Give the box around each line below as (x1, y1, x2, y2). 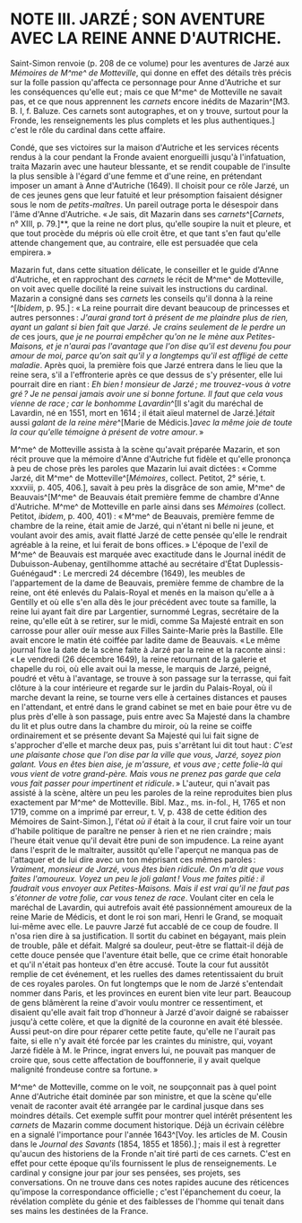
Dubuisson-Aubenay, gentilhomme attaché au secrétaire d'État (10, 558, 243, 569)
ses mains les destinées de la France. (10, 1205, 149, 1216)
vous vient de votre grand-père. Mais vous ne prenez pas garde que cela (10, 768, 281, 779)
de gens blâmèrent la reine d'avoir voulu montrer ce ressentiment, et (10, 997, 263, 1007)
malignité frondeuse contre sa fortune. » (10, 1064, 159, 1075)
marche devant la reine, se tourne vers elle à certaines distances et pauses (10, 691, 288, 702)
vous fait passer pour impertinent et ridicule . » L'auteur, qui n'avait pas (10, 778, 271, 788)
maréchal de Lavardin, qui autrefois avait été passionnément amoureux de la (10, 902, 292, 912)
